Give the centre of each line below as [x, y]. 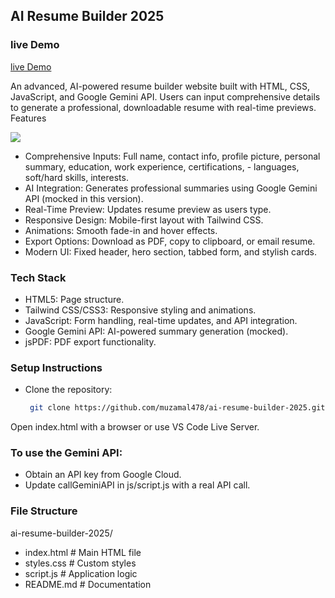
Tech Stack [38, 277]
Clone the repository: [68, 390]
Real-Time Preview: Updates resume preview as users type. [148, 209]
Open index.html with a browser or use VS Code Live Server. [135, 427]
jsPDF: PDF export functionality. [90, 341]
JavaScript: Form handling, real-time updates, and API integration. [161, 320]
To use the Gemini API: [66, 453]
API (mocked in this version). [84, 198]
